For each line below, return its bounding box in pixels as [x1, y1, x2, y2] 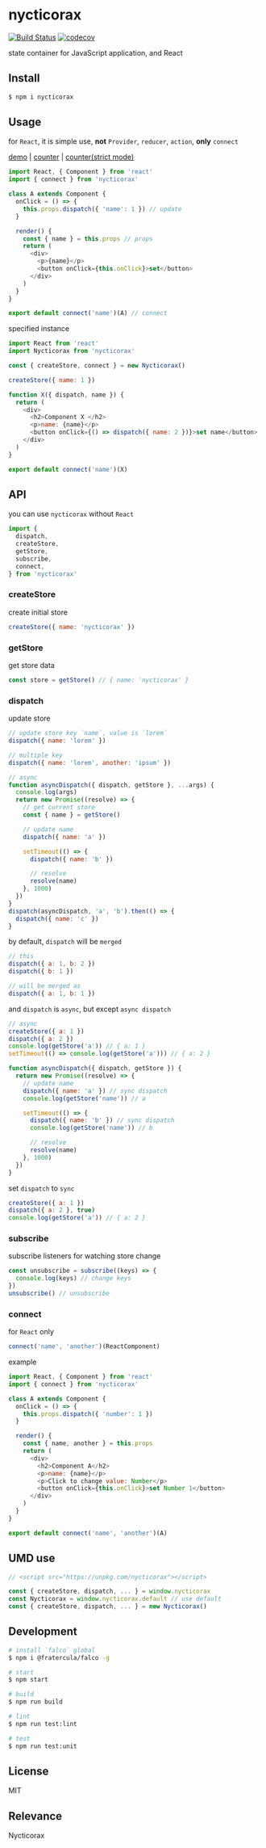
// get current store [23, 804, 95, 812]
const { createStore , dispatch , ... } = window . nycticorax [8, 1587, 211, 1596]
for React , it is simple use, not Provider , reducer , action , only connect [8, 136, 239, 146]
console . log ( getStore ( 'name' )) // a [23, 1094, 147, 1102]
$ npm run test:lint [8, 1720, 78, 1728]
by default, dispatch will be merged [8, 937, 123, 947]
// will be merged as [8, 982, 81, 990]
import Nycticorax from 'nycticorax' [8, 347, 135, 355]
